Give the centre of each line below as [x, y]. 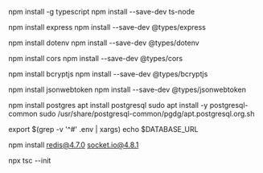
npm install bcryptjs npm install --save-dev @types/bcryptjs [108, 74]
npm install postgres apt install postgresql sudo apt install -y [108, 105]
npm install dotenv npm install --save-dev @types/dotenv [104, 43]
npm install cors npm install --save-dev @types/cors [96, 58]
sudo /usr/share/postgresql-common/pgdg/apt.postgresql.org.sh [147, 113]
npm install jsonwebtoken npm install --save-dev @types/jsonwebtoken [127, 89]
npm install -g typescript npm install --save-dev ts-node [102, 12]
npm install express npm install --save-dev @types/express [107, 27]
